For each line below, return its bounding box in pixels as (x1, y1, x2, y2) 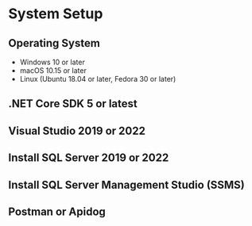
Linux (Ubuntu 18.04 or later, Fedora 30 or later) (19, 75, 176, 83)
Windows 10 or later (19, 57, 85, 67)
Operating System (8, 36, 101, 50)
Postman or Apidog (8, 205, 106, 218)
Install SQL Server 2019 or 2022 (8, 151, 169, 165)
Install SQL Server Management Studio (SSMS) (8, 178, 245, 191)
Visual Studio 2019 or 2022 (8, 124, 145, 137)
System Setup (8, 5, 103, 23)
